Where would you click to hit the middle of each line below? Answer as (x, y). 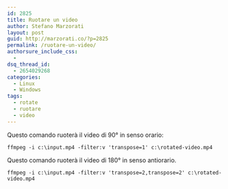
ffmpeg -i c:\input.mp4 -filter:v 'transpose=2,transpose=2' (96, 173)
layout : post (26, 33)
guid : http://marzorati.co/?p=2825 (58, 39)
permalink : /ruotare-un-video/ (52, 45)
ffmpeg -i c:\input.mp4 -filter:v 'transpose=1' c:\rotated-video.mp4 (110, 147)
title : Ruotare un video (42, 20)
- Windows (27, 90)
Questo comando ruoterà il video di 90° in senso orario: (86, 135)
